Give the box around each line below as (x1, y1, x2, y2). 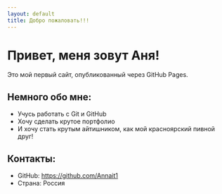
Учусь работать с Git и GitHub (17, 110, 107, 119)
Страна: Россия (17, 179, 65, 188)
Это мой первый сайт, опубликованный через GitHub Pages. (7, 71, 188, 79)
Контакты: (7, 152, 56, 164)
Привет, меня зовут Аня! (7, 47, 160, 63)
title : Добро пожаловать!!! (7, 17, 90, 24)
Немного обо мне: (7, 91, 92, 103)
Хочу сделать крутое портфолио (17, 117, 115, 126)
